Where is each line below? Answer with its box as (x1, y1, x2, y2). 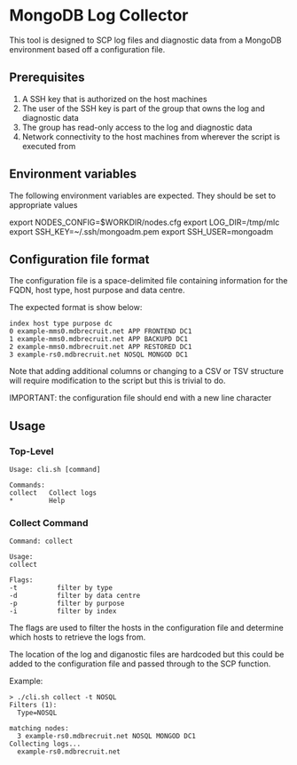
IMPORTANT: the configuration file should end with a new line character (9, 393, 272, 403)
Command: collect (9, 537, 74, 546)
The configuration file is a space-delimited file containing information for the (9, 275, 288, 286)
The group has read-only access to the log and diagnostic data (21, 122, 253, 132)
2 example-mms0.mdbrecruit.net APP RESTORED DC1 (9, 343, 192, 352)
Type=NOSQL (17, 708, 58, 718)
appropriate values (9, 199, 78, 210)
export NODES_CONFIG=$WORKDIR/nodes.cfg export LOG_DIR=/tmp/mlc (9, 217, 280, 227)
